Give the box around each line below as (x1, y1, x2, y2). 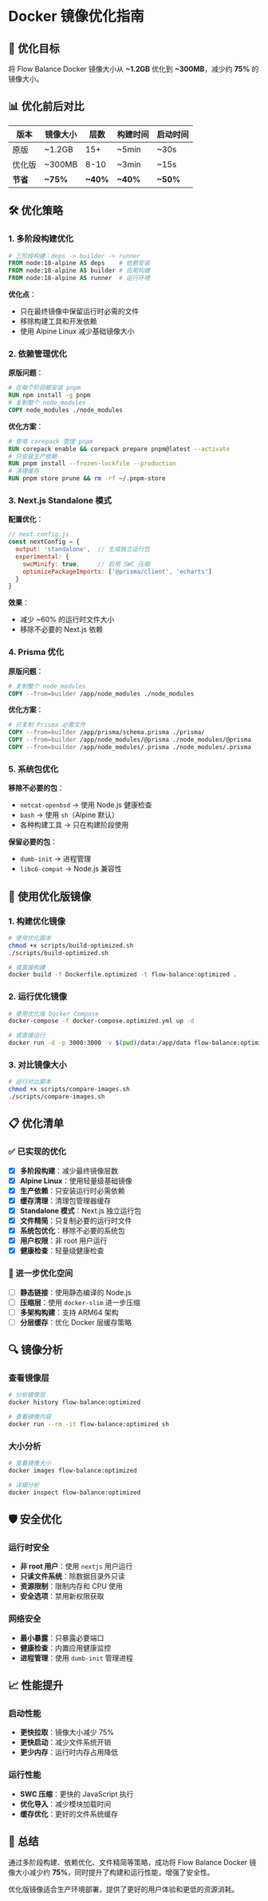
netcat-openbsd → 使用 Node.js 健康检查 (19, 800, 152, 810)
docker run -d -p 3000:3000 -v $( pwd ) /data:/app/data (8, 1039, 191, 1047)
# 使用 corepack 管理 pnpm (8, 437, 93, 445)
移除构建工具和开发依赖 (19, 317, 97, 325)
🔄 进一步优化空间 (8, 1268, 73, 1279)
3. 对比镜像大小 (8, 1059, 68, 1070)
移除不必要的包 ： (8, 783, 65, 793)
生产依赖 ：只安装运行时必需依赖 (19, 1185, 125, 1195)
